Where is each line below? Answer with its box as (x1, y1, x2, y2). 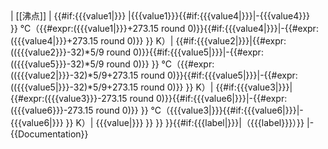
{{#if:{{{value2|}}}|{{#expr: (175, 35, 287, 47)
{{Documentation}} (10, 128, 89, 140)
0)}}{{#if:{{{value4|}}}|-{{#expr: (187, 23, 319, 34)
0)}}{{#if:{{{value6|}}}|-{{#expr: (156, 93, 288, 104)
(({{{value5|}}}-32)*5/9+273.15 (10, 81, 139, 93)
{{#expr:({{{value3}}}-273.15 (10, 93, 128, 104)
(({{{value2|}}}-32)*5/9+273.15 (10, 69, 139, 81)
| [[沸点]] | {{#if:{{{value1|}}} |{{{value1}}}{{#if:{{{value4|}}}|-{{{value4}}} (10, 10, 311, 22)
